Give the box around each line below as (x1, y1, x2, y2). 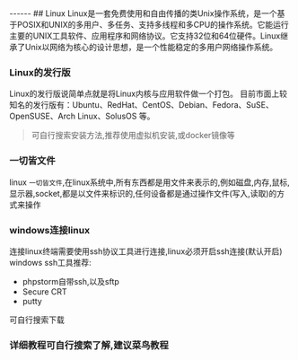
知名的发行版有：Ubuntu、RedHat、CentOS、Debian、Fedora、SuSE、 (9, 100, 274, 110)
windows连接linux (9, 224, 91, 236)
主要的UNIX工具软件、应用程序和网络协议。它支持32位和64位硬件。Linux (9, 31, 281, 41)
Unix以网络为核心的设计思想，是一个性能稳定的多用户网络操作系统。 (24, 42, 278, 52)
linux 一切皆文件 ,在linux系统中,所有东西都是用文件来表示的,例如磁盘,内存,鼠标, (9, 177, 290, 188)
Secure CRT (22, 285, 67, 297)
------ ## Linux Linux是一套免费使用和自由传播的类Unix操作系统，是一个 (9, 8, 277, 19)
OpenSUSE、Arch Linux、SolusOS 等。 (9, 110, 155, 122)
